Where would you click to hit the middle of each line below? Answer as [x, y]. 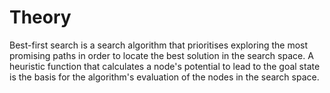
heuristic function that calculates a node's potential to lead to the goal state [165, 66]
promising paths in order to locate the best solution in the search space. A [161, 55]
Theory [40, 17]
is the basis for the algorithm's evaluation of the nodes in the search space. [164, 77]
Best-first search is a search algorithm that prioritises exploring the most [159, 45]
